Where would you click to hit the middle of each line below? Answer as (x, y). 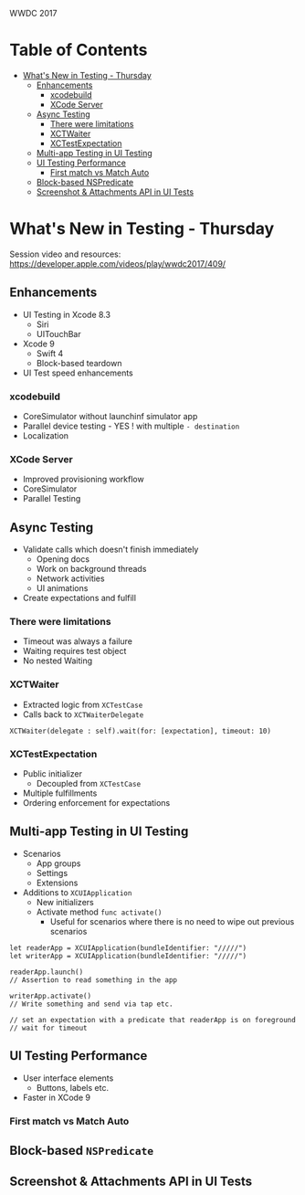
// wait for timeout (49, 1028)
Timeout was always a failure (77, 641)
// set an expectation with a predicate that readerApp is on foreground (153, 1020)
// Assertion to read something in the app (94, 980)
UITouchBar (58, 333)
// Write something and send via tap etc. (91, 1004)
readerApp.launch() (47, 972)
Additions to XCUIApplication (77, 892)
